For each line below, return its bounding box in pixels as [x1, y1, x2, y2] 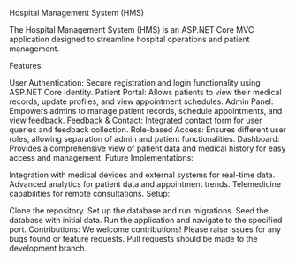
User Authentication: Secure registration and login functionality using [9, 78, 261, 87]
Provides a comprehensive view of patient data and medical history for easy [9, 143, 286, 153]
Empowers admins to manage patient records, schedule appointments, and [9, 106, 283, 116]
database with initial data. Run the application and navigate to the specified [9, 215, 283, 225]
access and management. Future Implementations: [9, 153, 194, 162]
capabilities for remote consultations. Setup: [9, 189, 171, 198]
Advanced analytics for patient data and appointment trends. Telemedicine [9, 179, 281, 189]
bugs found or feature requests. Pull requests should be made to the [9, 234, 258, 243]
